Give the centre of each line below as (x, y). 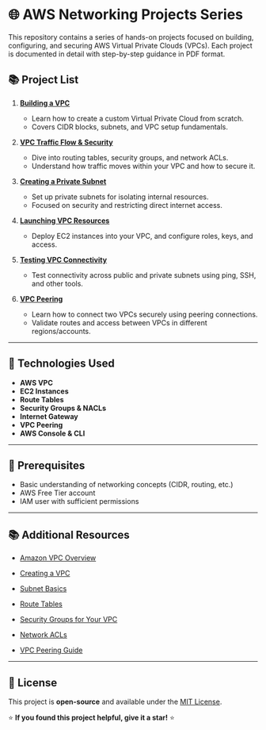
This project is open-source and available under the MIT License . (115, 701)
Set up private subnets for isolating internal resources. (120, 197)
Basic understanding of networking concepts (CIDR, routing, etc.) (126, 485)
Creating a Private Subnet (63, 181)
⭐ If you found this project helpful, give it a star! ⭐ (92, 717)
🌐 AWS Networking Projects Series (126, 15)
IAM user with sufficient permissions (79, 501)
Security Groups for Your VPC (68, 620)
